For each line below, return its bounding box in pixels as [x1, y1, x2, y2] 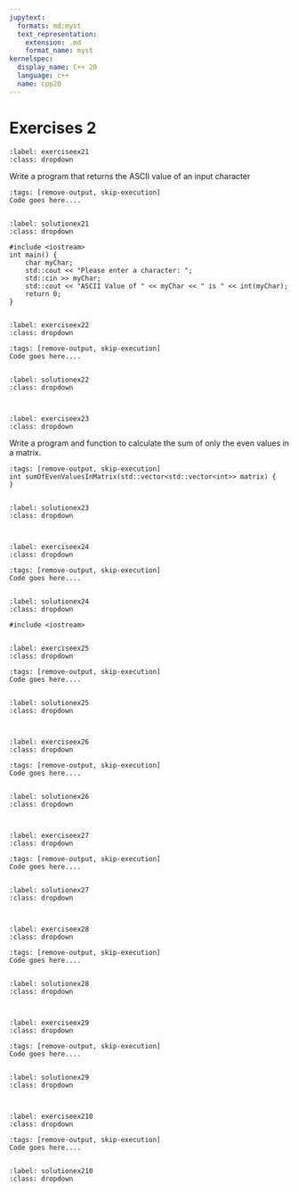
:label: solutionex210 [9, 1166, 93, 1175]
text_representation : [17, 29, 98, 38]
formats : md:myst [17, 21, 82, 30]
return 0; [25, 289, 62, 299]
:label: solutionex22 [9, 375, 90, 384]
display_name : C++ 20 [17, 63, 98, 72]
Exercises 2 [9, 118, 97, 138]
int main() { [9, 251, 58, 259]
